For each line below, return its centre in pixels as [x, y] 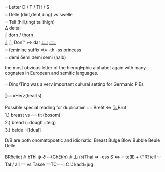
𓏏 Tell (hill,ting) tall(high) [30, 22]
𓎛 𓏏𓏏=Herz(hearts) [23, 96]
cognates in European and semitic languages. [52, 73]
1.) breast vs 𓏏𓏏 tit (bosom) [33, 115]
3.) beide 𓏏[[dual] [23, 130]
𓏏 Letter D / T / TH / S [27, 7]
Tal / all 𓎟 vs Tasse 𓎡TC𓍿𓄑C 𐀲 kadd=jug [49, 164]
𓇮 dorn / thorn [19, 35]
